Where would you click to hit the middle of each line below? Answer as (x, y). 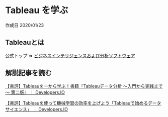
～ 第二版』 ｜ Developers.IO (35, 92)
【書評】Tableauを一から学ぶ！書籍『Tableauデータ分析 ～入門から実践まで (84, 86)
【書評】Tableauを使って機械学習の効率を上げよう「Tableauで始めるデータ (83, 103)
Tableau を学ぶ (37, 10)
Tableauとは (25, 42)
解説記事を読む (28, 73)
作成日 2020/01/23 (25, 25)
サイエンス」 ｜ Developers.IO (36, 109)
